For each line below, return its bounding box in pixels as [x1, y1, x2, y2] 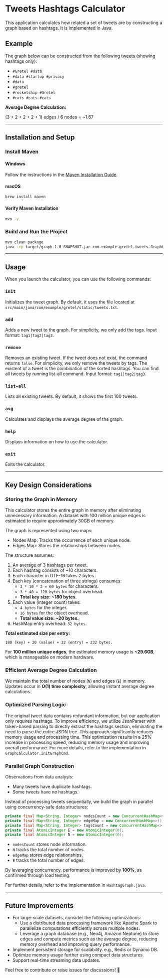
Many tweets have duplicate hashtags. [12, 783, 92, 789]
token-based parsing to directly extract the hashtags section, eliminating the [5, 723, 162, 729]
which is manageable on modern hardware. [5, 654, 95, 660]
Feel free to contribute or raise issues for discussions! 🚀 [5, 967, 120, 973]
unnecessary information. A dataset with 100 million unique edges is [5, 513, 146, 519]
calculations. [5, 689, 31, 695]
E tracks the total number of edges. [12, 857, 85, 863]
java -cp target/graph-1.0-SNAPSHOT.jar [5, 244, 91, 249]
